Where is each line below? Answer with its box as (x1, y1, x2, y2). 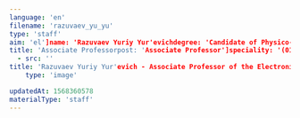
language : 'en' (9, 12, 66, 22)
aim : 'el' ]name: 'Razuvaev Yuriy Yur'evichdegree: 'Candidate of (9, 37, 257, 47)
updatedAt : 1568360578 (9, 86, 94, 96)
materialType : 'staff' (9, 95, 94, 104)
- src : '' (17, 54, 54, 63)
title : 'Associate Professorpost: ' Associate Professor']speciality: (9, 46, 274, 55)
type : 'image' (25, 71, 78, 80)
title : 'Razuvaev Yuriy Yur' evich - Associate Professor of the (9, 63, 254, 72)
